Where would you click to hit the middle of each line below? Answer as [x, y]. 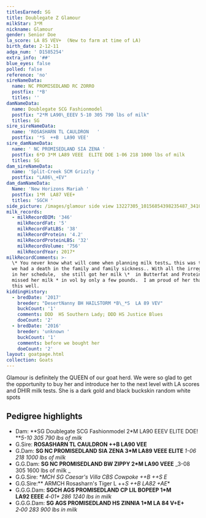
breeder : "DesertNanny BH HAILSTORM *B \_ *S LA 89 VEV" [90, 303]
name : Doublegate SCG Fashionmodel [57, 109]
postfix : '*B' [30, 92]
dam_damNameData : [29, 184]
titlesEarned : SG [29, 12]
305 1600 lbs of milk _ [43, 470]
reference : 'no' [27, 75]
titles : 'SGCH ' [32, 200]
